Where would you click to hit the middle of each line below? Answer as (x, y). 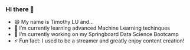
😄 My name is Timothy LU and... (54, 22)
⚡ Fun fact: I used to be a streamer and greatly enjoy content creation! (99, 41)
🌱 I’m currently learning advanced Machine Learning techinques (92, 28)
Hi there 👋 (20, 9)
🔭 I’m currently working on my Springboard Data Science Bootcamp (96, 34)
